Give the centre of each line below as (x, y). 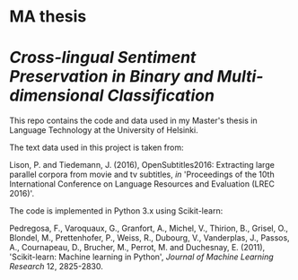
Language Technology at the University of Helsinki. (104, 130)
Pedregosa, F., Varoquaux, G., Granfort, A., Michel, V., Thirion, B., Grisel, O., (149, 228)
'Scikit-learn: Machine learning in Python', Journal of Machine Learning (141, 257)
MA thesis (48, 17)
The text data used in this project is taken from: (96, 148)
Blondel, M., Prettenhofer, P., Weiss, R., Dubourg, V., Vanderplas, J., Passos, (149, 238)
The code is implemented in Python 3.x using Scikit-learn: (116, 211)
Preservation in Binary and (111, 77)
